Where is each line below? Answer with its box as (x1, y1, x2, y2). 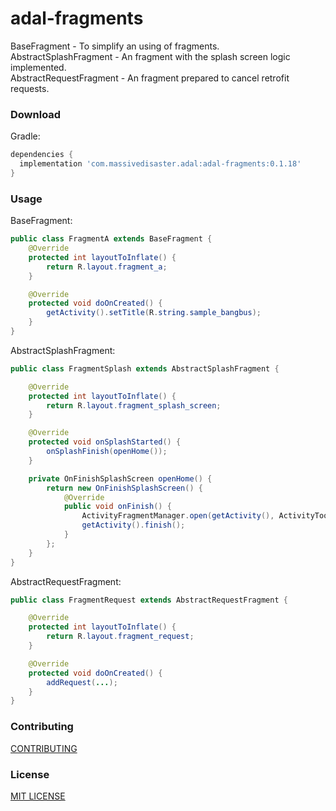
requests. (10, 82, 50, 94)
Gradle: (10, 130, 41, 142)
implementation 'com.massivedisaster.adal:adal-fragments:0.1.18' (19, 159, 302, 169)
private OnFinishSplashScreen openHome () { (28, 473, 213, 484)
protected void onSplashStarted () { (28, 437, 182, 447)
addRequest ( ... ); (46, 677, 118, 687)
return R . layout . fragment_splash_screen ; (46, 400, 222, 411)
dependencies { (10, 150, 74, 160)
